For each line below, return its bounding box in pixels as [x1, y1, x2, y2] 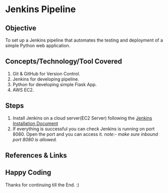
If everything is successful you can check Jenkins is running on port [12, 126, 155, 132]
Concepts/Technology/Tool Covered [5, 57, 123, 66]
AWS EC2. [12, 87, 34, 93]
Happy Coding [5, 168, 51, 177]
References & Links [5, 151, 67, 160]
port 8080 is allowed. [12, 136, 57, 142]
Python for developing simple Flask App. [12, 81, 97, 87]
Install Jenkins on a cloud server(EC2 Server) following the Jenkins [12, 115, 152, 121]
